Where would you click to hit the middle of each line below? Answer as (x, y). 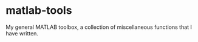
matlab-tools (39, 10)
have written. (22, 33)
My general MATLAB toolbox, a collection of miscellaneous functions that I (99, 27)
